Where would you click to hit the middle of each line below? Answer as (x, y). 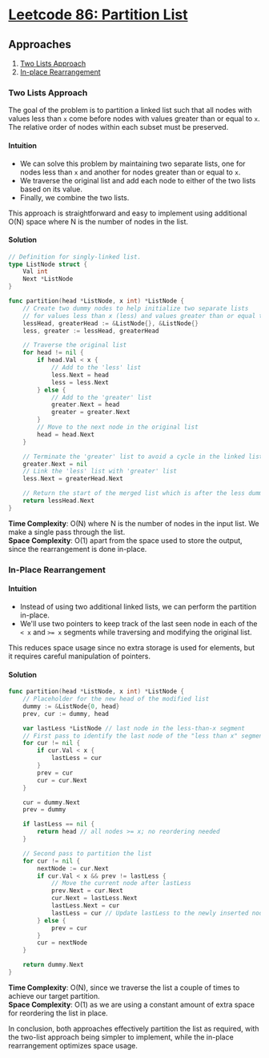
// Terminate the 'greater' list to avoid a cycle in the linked (134, 457)
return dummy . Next (53, 965)
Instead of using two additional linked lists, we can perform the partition (138, 606)
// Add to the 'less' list (96, 368)
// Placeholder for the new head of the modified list (116, 699)
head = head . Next (66, 434)
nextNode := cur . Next (73, 868)
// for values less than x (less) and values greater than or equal (139, 316)
